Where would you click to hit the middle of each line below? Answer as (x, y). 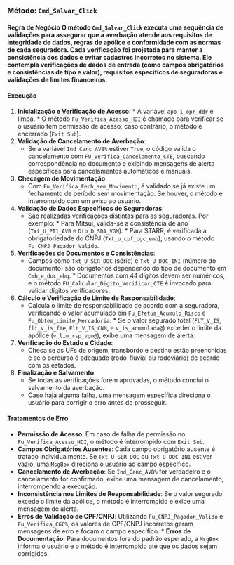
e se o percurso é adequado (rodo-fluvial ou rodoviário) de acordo (124, 358)
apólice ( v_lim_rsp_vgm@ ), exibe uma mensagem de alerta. (111, 335)
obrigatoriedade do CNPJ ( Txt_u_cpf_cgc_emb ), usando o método (121, 238)
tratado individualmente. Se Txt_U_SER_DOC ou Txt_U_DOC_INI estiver (115, 456)
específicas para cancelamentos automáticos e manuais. (110, 171)
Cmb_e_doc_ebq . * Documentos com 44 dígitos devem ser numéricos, (126, 275)
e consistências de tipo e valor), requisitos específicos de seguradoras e (115, 72)
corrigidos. (33, 553)
